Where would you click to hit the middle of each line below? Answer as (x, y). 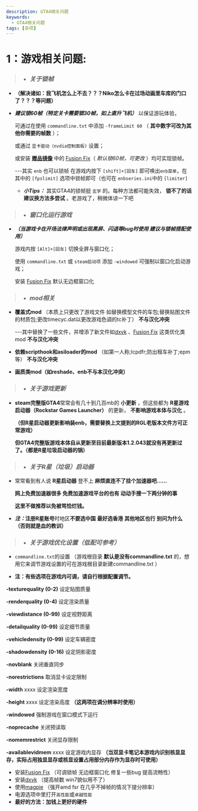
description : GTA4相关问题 (37, 12)
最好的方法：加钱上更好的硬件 (51, 802)
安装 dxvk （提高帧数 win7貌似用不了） (61, 780)
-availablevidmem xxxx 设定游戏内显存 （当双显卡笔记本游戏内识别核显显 (96, 752)
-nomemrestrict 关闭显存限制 (42, 740)
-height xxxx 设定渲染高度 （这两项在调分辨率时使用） (72, 702)
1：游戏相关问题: (46, 59)
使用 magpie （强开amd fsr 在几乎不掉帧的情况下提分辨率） (86, 787)
